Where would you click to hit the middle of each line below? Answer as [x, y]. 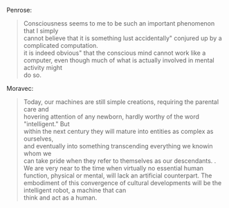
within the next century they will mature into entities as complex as [118, 131]
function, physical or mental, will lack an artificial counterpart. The [118, 175]
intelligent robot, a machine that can [75, 190]
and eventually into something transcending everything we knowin [118, 146]
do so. [33, 75]
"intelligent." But [46, 124]
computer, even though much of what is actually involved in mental [119, 60]
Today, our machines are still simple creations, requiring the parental [121, 102]
